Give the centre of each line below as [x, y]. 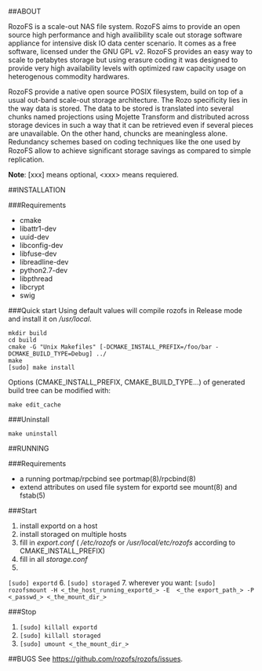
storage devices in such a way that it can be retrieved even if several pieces [131, 125]
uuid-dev [34, 237]
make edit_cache [35, 405]
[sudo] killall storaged [60, 636]
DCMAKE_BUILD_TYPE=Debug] [50, 354]
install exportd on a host [58, 526]
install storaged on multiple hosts [73, 534]
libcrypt [32, 287]
